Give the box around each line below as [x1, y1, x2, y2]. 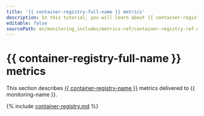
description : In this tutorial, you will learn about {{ [6, 14, 154, 21]
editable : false [6, 20, 47, 26]
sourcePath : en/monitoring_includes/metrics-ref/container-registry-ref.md [6, 25, 202, 32]
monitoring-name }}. [6, 91, 58, 98]
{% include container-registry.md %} [6, 103, 99, 110]
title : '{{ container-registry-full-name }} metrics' [6, 8, 146, 15]
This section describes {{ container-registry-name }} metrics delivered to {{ [6, 85, 195, 92]
